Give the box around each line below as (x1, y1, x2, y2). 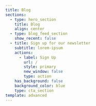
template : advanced (5, 93, 47, 98)
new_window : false (24, 69, 63, 74)
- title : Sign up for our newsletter (10, 41, 91, 46)
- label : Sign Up (18, 55, 56, 60)
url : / (24, 60, 38, 65)
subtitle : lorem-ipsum (14, 45, 63, 50)
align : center (14, 26, 45, 32)
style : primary (24, 64, 56, 69)
